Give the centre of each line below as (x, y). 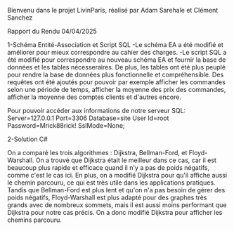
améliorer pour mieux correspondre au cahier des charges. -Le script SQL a (117, 52)
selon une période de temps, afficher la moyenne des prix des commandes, (117, 90)
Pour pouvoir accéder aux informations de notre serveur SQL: (97, 111)
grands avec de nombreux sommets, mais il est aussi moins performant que (117, 205)
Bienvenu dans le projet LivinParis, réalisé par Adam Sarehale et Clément (113, 10)
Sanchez (20, 18)
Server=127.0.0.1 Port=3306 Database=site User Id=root (88, 118)
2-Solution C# (27, 139)
